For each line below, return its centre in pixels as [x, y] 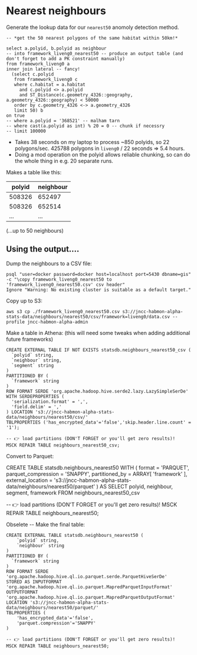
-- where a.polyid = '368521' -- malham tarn [63, 120]
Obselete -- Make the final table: [46, 524]
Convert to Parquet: [30, 456]
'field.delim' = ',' [37, 407]
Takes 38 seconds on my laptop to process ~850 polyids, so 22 [92, 142]
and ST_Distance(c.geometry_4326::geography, [76, 95]
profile [16, 322]
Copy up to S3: [24, 301]
